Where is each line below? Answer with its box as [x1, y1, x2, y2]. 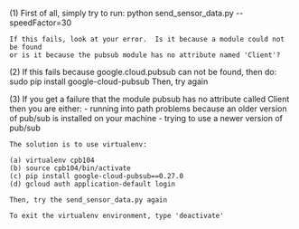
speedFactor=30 [9, 17, 72, 28]
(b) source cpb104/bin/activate [9, 164, 131, 173]
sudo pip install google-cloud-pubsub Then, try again [9, 76, 209, 87]
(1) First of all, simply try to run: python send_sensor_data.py [9, 8, 235, 18]
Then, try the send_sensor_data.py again [9, 196, 168, 205]
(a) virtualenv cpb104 [9, 156, 95, 165]
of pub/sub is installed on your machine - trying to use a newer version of [9, 113, 283, 123]
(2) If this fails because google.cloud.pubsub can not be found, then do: [9, 67, 277, 77]
